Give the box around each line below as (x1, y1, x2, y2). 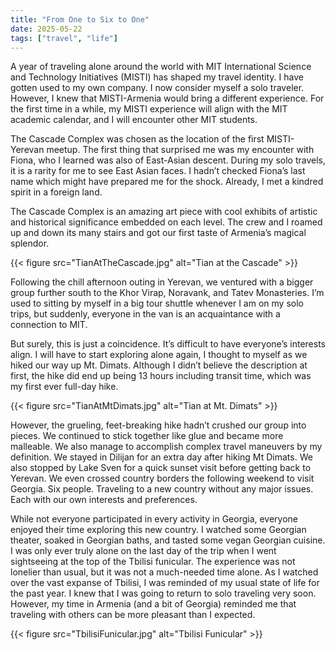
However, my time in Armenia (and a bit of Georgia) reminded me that (10, 598, 297, 610)
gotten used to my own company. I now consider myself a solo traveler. (10, 82, 305, 94)
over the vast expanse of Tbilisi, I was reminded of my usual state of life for (10, 577, 320, 589)
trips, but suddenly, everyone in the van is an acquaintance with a (10, 308, 281, 320)
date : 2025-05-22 (10, 24, 83, 34)
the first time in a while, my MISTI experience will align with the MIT (10, 103, 288, 115)
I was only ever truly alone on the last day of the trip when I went (10, 545, 277, 557)
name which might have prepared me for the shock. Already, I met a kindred (10, 176, 324, 188)
